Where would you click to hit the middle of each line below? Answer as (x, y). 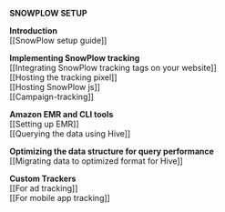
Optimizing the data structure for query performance (112, 151)
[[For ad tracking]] (44, 188)
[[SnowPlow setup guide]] (58, 40)
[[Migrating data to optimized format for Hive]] (97, 161)
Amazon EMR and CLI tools (61, 114)
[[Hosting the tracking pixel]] (63, 77)
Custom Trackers (43, 178)
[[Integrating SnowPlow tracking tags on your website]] (113, 68)
